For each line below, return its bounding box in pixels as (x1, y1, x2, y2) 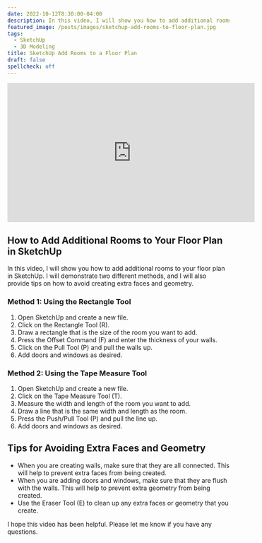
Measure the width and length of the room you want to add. (17, 399, 191, 408)
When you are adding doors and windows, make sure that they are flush (17, 476, 227, 484)
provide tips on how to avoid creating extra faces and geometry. (7, 279, 194, 288)
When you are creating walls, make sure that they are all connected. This (17, 461, 230, 469)
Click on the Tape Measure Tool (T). (17, 392, 122, 400)
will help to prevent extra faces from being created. (17, 468, 167, 477)
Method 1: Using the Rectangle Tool (7, 297, 131, 307)
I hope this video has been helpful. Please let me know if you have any (7, 520, 212, 528)
